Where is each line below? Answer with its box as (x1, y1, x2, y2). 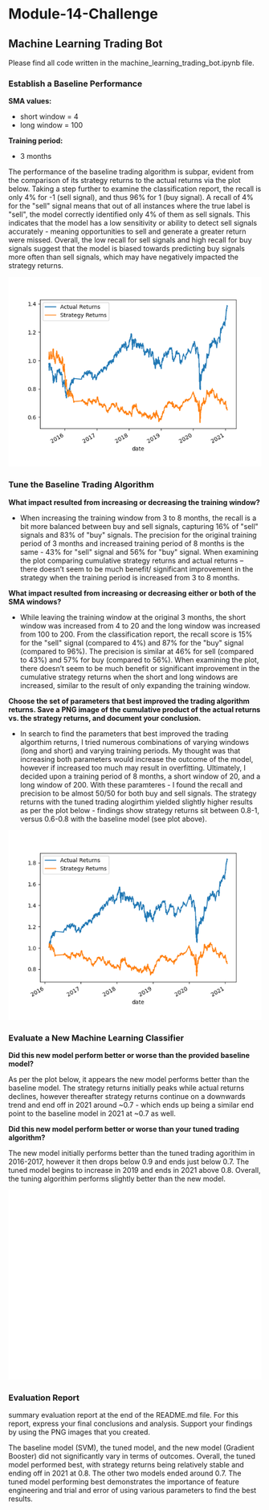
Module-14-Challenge (8, 5, 158, 23)
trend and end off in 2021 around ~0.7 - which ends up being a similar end (8, 1100, 255, 1109)
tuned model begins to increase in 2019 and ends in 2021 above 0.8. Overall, (8, 1165, 261, 1174)
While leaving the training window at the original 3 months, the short (19, 612, 247, 622)
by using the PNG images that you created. (8, 1427, 151, 1437)
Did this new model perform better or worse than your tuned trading (8, 1124, 239, 1134)
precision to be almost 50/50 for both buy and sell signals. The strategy (19, 788, 257, 798)
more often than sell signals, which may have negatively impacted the (8, 252, 239, 262)
